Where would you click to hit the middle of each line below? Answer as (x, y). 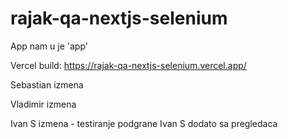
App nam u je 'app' (49, 46)
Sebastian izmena (47, 84)
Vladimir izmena (43, 104)
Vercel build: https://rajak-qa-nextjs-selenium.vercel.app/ (128, 65)
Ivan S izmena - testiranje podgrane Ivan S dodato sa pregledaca (144, 123)
